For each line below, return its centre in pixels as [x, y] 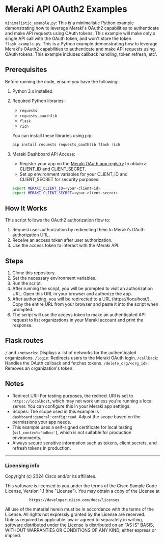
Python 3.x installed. [33, 91]
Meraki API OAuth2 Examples [66, 9]
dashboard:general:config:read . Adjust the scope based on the [76, 416]
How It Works [26, 208]
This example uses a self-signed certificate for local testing [72, 427]
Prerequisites [26, 70]
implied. [13, 535]
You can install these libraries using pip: [53, 135]
